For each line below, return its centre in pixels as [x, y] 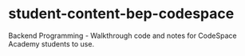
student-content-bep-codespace [121, 14]
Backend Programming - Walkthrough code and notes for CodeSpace [122, 35]
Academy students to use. [51, 43]
